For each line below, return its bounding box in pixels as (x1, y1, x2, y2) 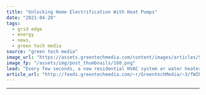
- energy (12, 32, 34, 38)
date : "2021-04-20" (6, 15, 56, 21)
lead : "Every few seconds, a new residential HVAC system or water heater (6, 65, 202, 72)
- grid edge (12, 26, 43, 32)
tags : (6, 20, 20, 26)
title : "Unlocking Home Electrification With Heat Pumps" (6, 9, 158, 15)
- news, (12, 37, 32, 43)
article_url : (6, 71, 40, 77)
